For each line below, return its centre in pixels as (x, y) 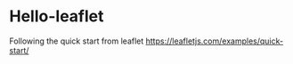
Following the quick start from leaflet (77, 41)
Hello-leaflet (57, 16)
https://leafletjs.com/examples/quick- (214, 41)
